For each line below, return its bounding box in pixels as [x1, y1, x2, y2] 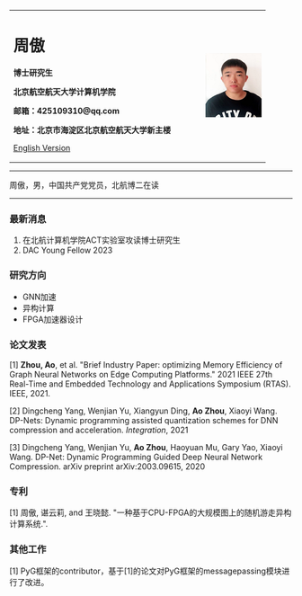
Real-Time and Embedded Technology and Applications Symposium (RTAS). [9, 378, 291, 389]
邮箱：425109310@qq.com [13, 105, 120, 116]
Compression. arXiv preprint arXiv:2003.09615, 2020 [9, 461, 205, 472]
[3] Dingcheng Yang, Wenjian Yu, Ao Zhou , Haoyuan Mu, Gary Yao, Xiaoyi [9, 442, 283, 453]
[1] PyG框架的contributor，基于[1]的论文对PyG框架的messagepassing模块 [9, 565, 282, 576]
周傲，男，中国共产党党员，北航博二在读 [9, 180, 159, 191]
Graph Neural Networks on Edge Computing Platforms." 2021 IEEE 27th [9, 369, 273, 380]
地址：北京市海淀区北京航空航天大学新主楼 [13, 124, 171, 135]
